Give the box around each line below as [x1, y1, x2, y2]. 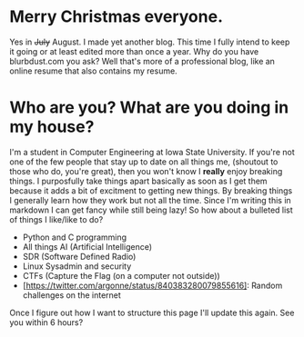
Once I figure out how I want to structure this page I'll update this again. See [9, 307, 295, 318]
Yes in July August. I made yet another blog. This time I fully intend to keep [9, 36, 290, 47]
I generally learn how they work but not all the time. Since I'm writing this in [9, 194, 291, 205]
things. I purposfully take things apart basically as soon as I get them [9, 175, 268, 186]
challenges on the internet [22, 289, 121, 301]
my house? [9, 116, 95, 137]
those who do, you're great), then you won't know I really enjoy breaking [9, 165, 283, 176]
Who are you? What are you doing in [9, 97, 289, 118]
